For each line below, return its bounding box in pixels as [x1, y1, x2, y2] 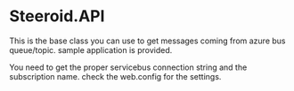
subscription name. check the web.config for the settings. [9, 71, 222, 81]
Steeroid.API [9, 6, 105, 27]
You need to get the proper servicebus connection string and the [9, 62, 248, 72]
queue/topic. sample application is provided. [9, 44, 173, 55]
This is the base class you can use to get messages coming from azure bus [9, 35, 287, 46]
